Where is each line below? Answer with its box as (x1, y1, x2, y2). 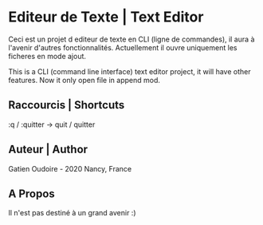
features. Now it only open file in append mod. (8, 75, 161, 85)
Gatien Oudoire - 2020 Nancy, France (8, 164, 132, 173)
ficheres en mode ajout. (8, 51, 86, 61)
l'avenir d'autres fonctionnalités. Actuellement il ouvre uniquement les (8, 42, 237, 52)
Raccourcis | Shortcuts (8, 98, 125, 112)
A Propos (8, 187, 56, 200)
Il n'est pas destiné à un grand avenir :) (8, 208, 136, 218)
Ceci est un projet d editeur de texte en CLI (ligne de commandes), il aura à (8, 34, 255, 44)
